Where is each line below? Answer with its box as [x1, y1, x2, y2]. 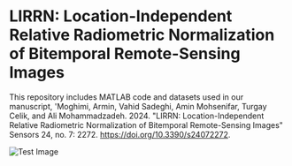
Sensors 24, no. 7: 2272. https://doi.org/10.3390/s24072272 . [9, 129, 231, 140]
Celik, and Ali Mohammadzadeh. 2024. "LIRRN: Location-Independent [9, 110, 265, 121]
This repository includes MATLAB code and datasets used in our [9, 91, 244, 102]
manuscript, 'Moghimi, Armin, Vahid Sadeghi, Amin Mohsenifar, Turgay [9, 101, 267, 111]
